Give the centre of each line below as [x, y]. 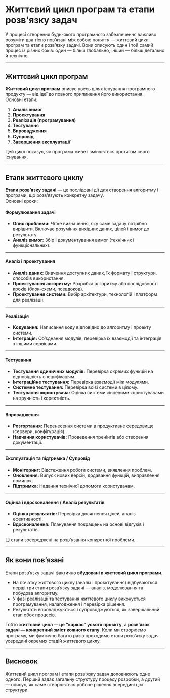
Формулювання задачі [30, 212]
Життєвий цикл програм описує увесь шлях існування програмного [80, 89]
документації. [28, 442]
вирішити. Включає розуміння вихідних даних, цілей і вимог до [81, 229]
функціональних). [31, 245]
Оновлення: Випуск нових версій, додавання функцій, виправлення [86, 475]
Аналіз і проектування [30, 261]
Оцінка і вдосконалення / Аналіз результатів [55, 502]
